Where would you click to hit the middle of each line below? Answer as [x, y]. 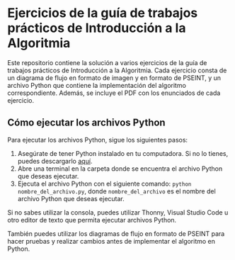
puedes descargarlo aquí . [55, 161]
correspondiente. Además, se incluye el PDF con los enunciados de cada [114, 93]
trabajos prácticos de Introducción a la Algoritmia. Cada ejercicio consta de [117, 70]
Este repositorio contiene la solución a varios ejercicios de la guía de [107, 62]
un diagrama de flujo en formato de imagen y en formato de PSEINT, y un [114, 78]
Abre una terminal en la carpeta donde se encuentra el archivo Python [120, 169]
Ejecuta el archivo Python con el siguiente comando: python [104, 183]
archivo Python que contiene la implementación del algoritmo [97, 85]
